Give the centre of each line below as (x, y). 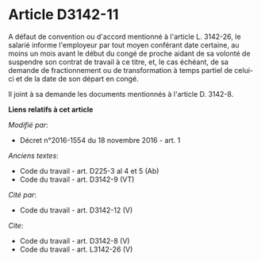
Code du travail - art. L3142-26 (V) (76, 249)
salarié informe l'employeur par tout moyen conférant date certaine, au (124, 44)
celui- (244, 70)
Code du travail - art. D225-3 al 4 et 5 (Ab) (89, 171)
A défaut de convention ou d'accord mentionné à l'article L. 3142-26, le (125, 36)
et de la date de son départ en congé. (77, 79)
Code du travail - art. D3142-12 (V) (76, 210)
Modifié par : (29, 125)
